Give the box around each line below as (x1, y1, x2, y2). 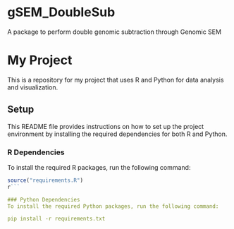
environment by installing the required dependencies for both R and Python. (7, 130, 228, 138)
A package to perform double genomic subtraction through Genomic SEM (7, 27, 222, 36)
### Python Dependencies (7, 196, 80, 203)
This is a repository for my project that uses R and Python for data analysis (7, 75, 224, 84)
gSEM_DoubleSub (7, 4, 116, 20)
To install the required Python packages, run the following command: (7, 202, 219, 210)
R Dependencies (7, 147, 65, 157)
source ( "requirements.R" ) (7, 177, 83, 184)
